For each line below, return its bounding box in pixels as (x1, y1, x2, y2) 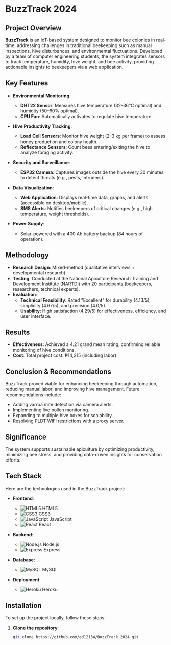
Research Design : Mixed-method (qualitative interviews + (12, 264, 135, 270)
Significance (5, 432, 47, 441)
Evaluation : (12, 291, 37, 297)
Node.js (43, 541, 60, 547)
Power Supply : (12, 220, 45, 226)
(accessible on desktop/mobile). (20, 200, 88, 206)
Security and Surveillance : (12, 159, 70, 165)
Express (43, 546, 61, 552)
